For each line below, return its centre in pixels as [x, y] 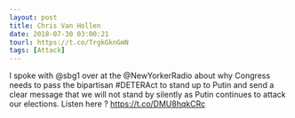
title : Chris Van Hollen [55, 26]
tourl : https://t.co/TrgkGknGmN [69, 42]
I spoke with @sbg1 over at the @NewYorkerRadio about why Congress [140, 75]
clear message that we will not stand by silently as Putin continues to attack [147, 95]
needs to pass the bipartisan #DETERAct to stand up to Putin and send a [142, 85]
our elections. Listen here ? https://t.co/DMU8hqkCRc [108, 104]
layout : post [33, 17]
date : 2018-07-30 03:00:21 [59, 34]
